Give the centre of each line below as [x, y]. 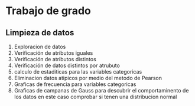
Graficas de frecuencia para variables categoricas [75, 84]
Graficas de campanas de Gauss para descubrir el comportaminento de [101, 90]
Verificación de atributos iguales [53, 53]
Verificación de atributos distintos [55, 59]
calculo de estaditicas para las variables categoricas [78, 72]
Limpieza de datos [40, 33]
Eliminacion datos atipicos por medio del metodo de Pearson [88, 78]
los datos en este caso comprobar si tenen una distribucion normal [95, 97]
